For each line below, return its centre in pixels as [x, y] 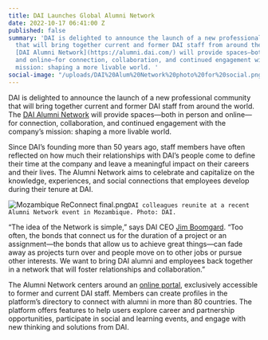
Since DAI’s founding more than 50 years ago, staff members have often [127, 147]
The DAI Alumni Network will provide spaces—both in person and [116, 114]
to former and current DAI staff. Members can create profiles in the [118, 293]
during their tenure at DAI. [51, 189]
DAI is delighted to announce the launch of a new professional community [130, 97]
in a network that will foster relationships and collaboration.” [107, 269]
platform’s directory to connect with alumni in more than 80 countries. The [130, 301]
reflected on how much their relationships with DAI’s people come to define [132, 155]
